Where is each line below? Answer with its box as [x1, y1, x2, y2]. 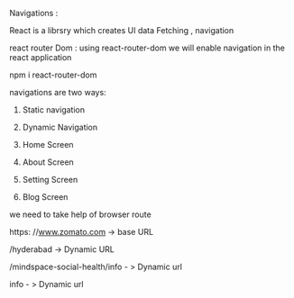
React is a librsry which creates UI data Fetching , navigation [9, 25, 234, 35]
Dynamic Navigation [22, 122, 98, 132]
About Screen [22, 157, 74, 167]
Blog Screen [22, 192, 69, 202]
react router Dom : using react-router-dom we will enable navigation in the [9, 42, 286, 53]
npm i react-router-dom [9, 69, 97, 80]
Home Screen [22, 140, 74, 149]
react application [9, 52, 72, 62]
